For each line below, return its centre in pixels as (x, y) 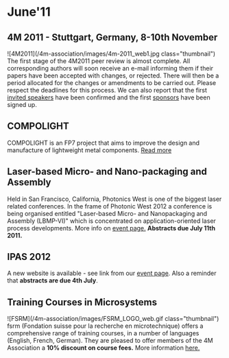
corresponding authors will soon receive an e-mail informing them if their (110, 68)
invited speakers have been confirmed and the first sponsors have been (109, 97)
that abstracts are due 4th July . (52, 281)
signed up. (22, 105)
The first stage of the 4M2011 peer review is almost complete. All (99, 61)
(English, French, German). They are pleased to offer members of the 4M (110, 341)
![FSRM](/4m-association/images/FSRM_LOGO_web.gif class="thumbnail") (113, 319)
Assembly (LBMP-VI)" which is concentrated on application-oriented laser (111, 221)
